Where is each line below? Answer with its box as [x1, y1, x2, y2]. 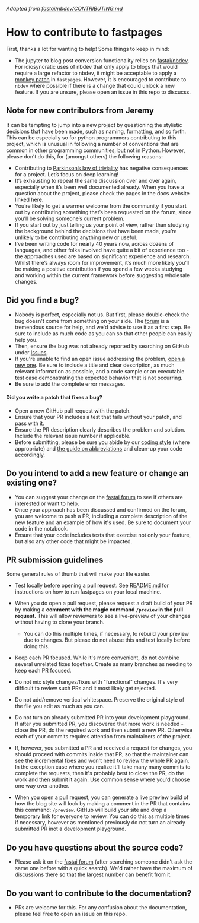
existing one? [6, 478, 57, 488]
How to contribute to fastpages [6, 26, 163, 39]
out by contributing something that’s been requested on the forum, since [14, 208, 192, 215]
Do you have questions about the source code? [6, 842, 184, 852]
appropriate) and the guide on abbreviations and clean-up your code [14, 445, 182, 452]
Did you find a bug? [6, 295, 79, 305]
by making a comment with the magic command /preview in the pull [14, 606, 184, 613]
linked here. [14, 196, 44, 203]
